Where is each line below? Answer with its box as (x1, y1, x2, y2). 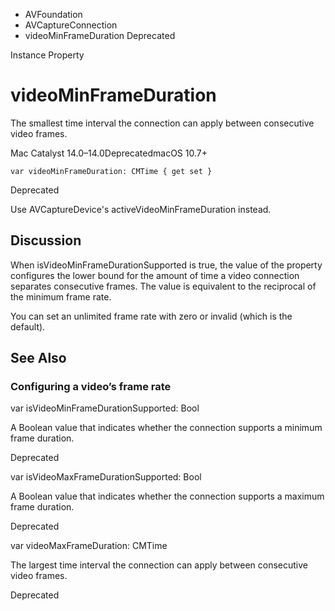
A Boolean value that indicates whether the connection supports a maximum (10, 490, 325, 503)
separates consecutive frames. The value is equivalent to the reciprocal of (10, 280, 317, 292)
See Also (10, 350, 67, 367)
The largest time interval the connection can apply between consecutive (10, 559, 309, 571)
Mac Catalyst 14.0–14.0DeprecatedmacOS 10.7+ (10, 147, 208, 159)
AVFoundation (24, 9, 83, 20)
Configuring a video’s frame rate (10, 380, 172, 394)
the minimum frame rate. (10, 290, 112, 303)
